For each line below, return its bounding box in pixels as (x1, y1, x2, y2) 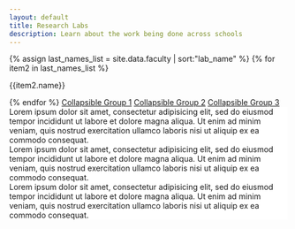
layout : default (9, 12, 69, 22)
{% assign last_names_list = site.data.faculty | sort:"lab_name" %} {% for (9, 54, 276, 65)
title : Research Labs (9, 21, 89, 30)
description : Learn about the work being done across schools (9, 29, 243, 38)
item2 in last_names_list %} (9, 63, 109, 73)
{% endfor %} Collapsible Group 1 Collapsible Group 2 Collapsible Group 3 (9, 97, 280, 108)
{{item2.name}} (9, 80, 66, 91)
